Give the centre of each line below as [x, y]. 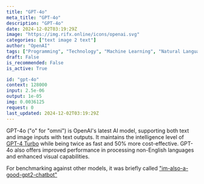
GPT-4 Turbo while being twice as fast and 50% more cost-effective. [93, 143]
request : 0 [20, 107]
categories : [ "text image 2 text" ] [51, 40]
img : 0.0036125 [25, 102]
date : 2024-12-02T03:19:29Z [42, 29]
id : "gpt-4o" [23, 80]
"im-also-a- [174, 168]
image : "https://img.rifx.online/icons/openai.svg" [73, 35]
